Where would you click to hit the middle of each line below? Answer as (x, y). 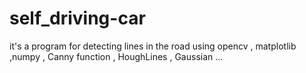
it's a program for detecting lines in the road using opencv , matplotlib (153, 46)
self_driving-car (77, 18)
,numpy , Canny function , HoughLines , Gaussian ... (116, 56)
